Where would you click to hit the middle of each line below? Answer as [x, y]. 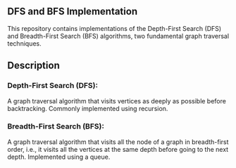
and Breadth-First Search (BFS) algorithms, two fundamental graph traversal [118, 36]
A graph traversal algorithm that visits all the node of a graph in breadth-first [118, 142]
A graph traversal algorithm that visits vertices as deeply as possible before [117, 101]
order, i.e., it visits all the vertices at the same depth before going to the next [118, 149]
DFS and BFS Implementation [73, 12]
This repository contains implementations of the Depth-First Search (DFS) [114, 28]
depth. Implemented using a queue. [59, 157]
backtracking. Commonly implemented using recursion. [88, 108]
